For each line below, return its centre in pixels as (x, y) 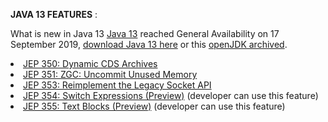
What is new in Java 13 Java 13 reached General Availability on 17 (145, 33)
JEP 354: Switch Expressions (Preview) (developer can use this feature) (171, 95)
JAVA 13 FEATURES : (54, 14)
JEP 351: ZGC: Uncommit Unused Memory (110, 74)
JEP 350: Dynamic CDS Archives (90, 63)
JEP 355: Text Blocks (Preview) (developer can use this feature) (154, 106)
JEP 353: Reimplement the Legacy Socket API (117, 85)
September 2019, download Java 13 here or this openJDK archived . (149, 44)
